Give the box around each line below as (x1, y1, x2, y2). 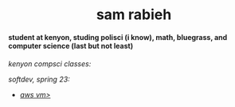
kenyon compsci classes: (8, 59, 92, 69)
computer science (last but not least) (8, 41, 134, 50)
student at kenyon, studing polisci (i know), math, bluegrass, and (8, 32, 228, 42)
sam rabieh (96, 6, 172, 24)
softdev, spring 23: (8, 74, 70, 85)
